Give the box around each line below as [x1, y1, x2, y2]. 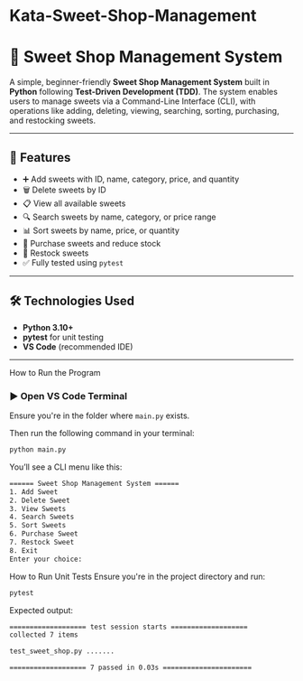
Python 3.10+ [22, 322, 74, 332]
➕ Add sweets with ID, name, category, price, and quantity [22, 173, 240, 184]
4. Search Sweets [9, 512, 75, 522]
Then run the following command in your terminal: [9, 428, 196, 439]
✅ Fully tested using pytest [22, 257, 124, 267]
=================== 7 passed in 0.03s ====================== [9, 663, 252, 673]
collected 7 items [9, 630, 78, 639]
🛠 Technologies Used [9, 294, 135, 309]
